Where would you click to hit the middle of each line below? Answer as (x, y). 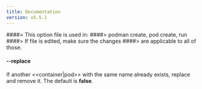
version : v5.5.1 (27, 17)
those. (14, 47)
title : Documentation (34, 12)
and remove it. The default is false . (50, 81)
